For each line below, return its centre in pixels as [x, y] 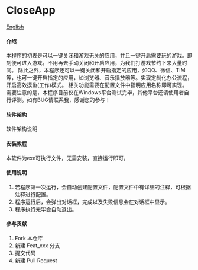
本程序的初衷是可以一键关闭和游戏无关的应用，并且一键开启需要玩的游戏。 [97, 55]
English [15, 27]
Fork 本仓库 [29, 238]
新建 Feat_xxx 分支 [37, 245]
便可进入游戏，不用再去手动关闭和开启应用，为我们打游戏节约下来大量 [96, 63]
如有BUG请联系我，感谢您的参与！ [69, 100]
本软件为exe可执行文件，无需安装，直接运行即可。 [67, 158]
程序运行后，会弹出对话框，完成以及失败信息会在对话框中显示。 [92, 202]
